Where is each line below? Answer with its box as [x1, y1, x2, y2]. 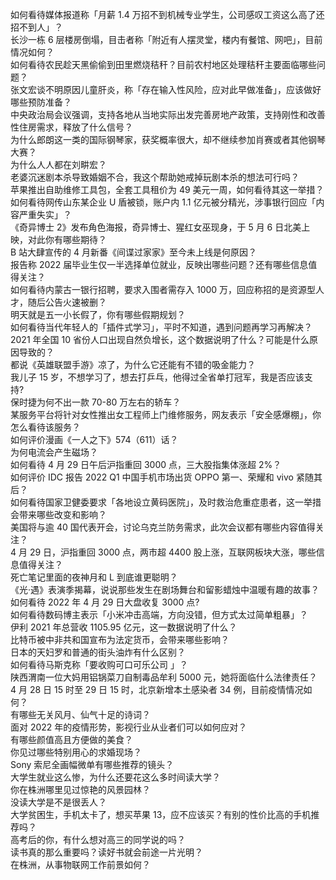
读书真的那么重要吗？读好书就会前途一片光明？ [10, 846, 203, 858]
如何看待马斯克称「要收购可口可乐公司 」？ [10, 659, 188, 670]
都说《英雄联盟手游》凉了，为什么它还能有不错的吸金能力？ [10, 359, 256, 370]
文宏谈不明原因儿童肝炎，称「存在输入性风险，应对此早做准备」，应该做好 [18, 84, 322, 95]
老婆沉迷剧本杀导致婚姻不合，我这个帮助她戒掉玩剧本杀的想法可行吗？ [10, 171, 300, 183]
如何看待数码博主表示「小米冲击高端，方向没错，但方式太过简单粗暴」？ [10, 609, 308, 620]
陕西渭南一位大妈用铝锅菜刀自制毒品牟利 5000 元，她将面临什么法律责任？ [10, 671, 318, 683]
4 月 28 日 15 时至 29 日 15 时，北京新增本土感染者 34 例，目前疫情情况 [10, 684, 304, 695]
